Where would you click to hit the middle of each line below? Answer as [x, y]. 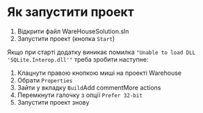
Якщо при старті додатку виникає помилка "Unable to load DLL [101, 52]
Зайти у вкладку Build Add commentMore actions [89, 87]
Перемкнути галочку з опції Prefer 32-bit [80, 95]
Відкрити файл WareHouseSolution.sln [73, 31]
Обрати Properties [45, 80]
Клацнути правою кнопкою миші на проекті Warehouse [99, 73]
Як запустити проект [71, 12]
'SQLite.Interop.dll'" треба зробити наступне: [78, 59]
